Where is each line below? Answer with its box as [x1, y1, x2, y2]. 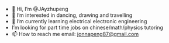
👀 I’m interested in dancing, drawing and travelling [11, 12, 133, 19]
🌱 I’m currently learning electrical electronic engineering [11, 18, 147, 24]
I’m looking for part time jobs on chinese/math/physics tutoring [11, 24, 164, 31]
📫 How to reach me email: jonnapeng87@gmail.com [11, 31, 139, 37]
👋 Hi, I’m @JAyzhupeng [11, 6, 68, 12]
